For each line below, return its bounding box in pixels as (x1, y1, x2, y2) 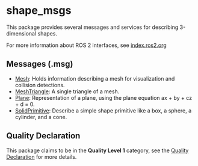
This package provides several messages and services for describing (6, 23, 179, 31)
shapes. (37, 29, 57, 37)
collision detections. (14, 81, 65, 88)
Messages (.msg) (6, 59, 73, 69)
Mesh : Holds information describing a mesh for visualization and (14, 75, 175, 82)
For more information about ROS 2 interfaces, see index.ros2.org (6, 41, 167, 49)
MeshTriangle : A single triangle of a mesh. (14, 88, 120, 95)
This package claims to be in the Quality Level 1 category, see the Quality (6, 147, 189, 154)
